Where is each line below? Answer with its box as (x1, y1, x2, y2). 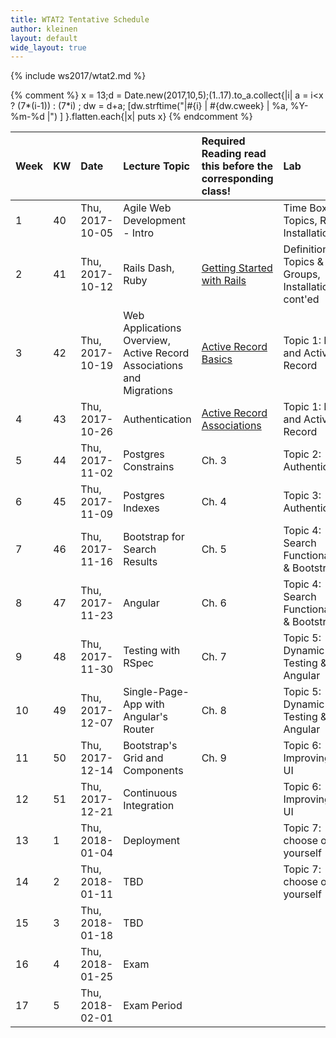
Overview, (123, 334, 171, 348)
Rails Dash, (123, 261, 175, 275)
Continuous (123, 786, 178, 800)
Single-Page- (123, 685, 190, 699)
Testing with (123, 644, 181, 658)
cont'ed (283, 292, 320, 306)
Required (201, 134, 246, 148)
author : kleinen (10, 24, 78, 34)
